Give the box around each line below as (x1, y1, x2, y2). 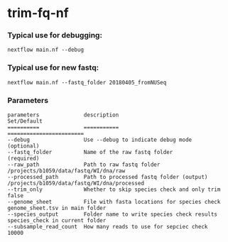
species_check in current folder (7, 217, 107, 224)
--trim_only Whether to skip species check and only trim (7, 186, 221, 193)
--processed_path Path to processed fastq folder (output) (7, 174, 208, 181)
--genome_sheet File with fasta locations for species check (7, 199, 221, 206)
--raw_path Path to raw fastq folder (7, 161, 161, 168)
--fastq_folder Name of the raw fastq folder (7, 149, 173, 156)
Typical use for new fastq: (7, 62, 99, 72)
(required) (7, 155, 40, 163)
